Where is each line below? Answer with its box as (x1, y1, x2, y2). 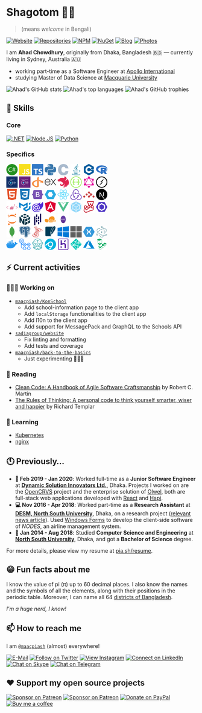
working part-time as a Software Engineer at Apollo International (14, 68, 175, 75)
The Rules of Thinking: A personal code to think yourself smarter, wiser (14, 396, 192, 403)
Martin (14, 390, 32, 397)
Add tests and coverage (24, 342, 84, 349)
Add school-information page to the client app (24, 304, 139, 311)
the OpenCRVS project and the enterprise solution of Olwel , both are (14, 488, 186, 495)
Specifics (6, 150, 35, 159)
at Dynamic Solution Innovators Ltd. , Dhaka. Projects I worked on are (14, 482, 189, 489)
